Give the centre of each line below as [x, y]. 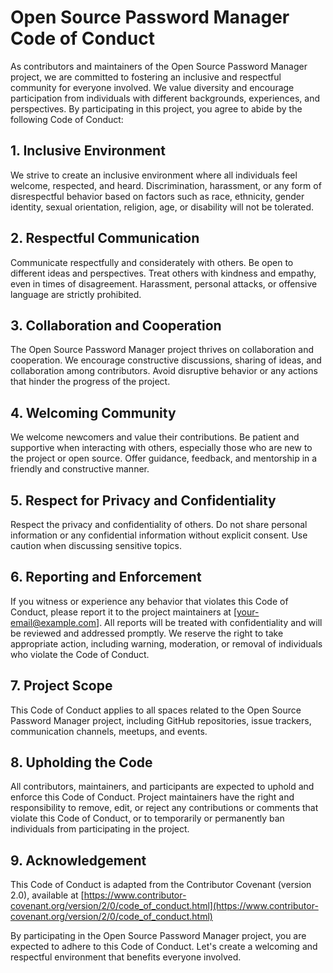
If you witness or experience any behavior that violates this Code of [149, 601]
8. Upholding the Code [81, 762]
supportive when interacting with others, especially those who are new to [161, 448]
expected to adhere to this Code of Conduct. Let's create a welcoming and [164, 947]
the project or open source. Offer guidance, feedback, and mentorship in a [164, 458]
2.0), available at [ [47, 895]
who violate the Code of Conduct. [80, 654]
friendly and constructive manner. [80, 469]
